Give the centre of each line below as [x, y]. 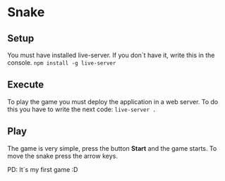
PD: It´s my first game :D [43, 169]
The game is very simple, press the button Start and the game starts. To [112, 148]
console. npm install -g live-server [62, 63]
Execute [26, 85]
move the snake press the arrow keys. [62, 156]
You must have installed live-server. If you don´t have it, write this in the [111, 55]
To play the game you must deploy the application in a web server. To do [113, 101]
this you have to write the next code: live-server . [82, 109]
